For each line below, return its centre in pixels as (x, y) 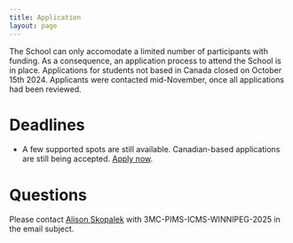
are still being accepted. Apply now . (87, 159)
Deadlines (48, 125)
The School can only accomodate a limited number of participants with (139, 51)
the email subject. (42, 229)
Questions (48, 194)
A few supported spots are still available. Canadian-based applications (151, 150)
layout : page (33, 26)
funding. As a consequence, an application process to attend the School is (145, 61)
